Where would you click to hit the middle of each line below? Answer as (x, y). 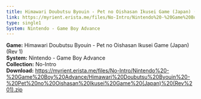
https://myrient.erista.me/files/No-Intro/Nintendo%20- (102, 71)
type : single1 (24, 23)
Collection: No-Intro (31, 64)
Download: (20, 71)
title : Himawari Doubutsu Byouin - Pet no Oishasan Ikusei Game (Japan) (99, 12)
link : (13, 17)
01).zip (14, 89)
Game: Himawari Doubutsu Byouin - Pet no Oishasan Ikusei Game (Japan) (98, 45)
